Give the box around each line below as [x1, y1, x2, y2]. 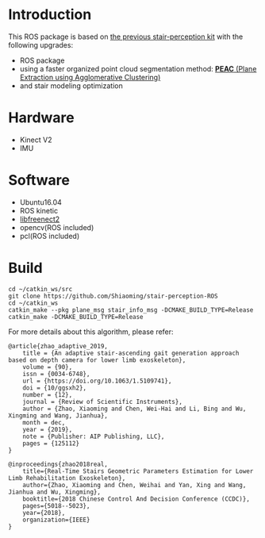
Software [8, 171, 70, 190]
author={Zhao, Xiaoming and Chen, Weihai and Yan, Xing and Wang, [22, 481, 247, 489]
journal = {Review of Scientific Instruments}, [22, 398, 182, 405]
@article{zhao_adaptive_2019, [8, 342, 109, 350]
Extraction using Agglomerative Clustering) [19, 72, 161, 82]
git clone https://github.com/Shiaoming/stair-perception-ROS [8, 292, 218, 300]
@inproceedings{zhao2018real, [8, 460, 109, 468]
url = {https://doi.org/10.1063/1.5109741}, [22, 377, 172, 385]
